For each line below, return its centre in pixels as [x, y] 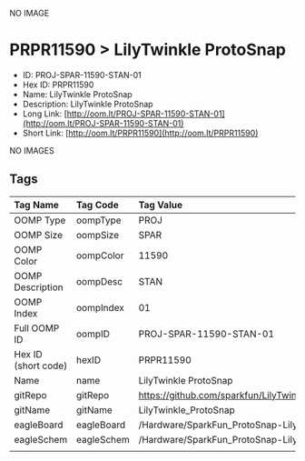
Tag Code [98, 205]
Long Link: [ [45, 114]
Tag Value [161, 205]
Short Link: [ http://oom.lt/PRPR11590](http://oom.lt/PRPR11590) [140, 133]
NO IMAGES [32, 150]
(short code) [41, 366]
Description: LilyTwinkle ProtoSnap [88, 104]
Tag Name [36, 205]
